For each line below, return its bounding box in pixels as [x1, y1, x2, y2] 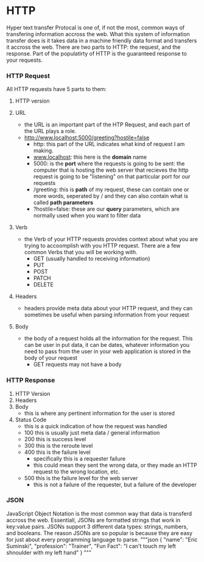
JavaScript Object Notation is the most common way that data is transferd [6, 509, 192, 517]
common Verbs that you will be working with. [24, 249, 138, 256]
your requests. [6, 56, 43, 64]
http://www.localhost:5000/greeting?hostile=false [24, 134, 150, 141]
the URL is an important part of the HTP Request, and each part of [24, 121, 191, 128]
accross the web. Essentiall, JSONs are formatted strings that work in [6, 516, 181, 524]
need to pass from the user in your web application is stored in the [24, 348, 191, 355]
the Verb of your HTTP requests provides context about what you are [24, 236, 198, 243]
